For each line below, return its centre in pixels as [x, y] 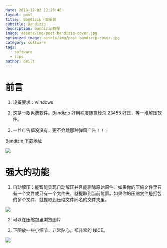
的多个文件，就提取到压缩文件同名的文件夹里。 [61, 200]
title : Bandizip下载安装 [31, 19]
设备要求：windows [33, 102]
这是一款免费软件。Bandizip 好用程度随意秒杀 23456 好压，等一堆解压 [85, 113]
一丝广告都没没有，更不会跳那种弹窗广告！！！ [61, 130]
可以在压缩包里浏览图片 [37, 220]
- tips [17, 56]
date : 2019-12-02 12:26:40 [33, 10]
